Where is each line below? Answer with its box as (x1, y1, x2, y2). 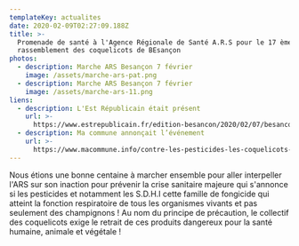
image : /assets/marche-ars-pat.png (25, 71, 158, 80)
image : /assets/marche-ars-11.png (25, 87, 153, 96)
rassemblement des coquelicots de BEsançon (17, 46, 181, 55)
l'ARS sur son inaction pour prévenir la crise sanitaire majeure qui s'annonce (9, 179, 289, 189)
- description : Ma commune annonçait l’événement (17, 129, 205, 138)
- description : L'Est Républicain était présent (17, 104, 201, 113)
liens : (9, 95, 34, 105)
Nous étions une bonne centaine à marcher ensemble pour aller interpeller (9, 170, 282, 180)
